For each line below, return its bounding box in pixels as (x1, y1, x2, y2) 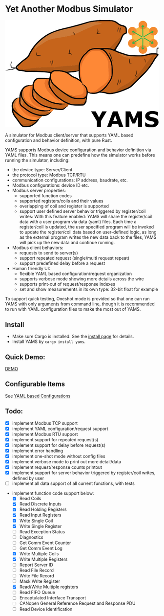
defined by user (12, 476, 44, 481)
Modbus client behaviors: (12, 245, 63, 251)
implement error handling (12, 448, 63, 454)
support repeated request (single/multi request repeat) (19, 255, 130, 261)
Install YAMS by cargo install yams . (12, 339, 86, 344)
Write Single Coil (19, 518, 53, 524)
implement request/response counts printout (12, 464, 102, 470)
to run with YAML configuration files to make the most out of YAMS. (5, 306, 141, 312)
